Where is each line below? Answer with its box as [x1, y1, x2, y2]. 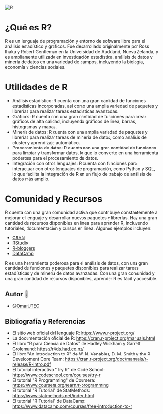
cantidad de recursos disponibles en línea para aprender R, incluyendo [5, 220, 148, 226]
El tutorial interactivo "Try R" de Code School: [12, 367, 105, 373]
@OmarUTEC [12, 303, 40, 309]
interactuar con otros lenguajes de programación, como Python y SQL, [12, 165, 156, 172]
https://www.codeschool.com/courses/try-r [12, 372, 101, 378]
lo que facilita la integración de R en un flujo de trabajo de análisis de [12, 171, 152, 177]
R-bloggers [12, 245, 35, 251]
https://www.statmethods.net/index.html [12, 393, 94, 399]
